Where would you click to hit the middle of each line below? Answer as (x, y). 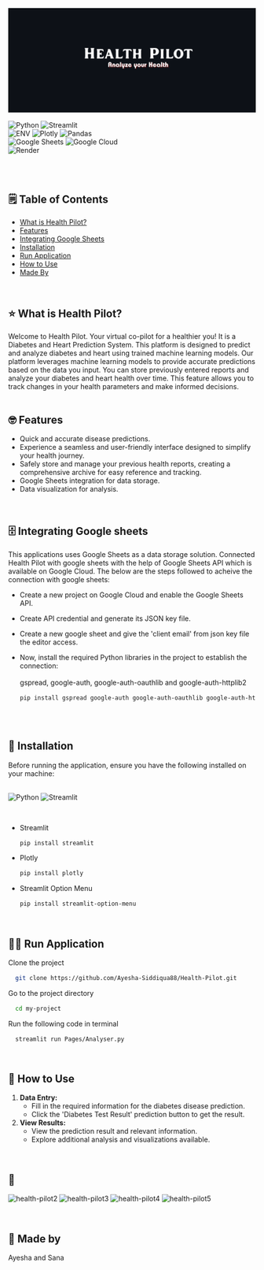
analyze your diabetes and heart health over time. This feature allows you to (131, 378)
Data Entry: (38, 1097)
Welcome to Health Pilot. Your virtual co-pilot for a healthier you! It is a (122, 336)
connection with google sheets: (59, 579)
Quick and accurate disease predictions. (85, 439)
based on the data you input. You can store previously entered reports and (128, 370)
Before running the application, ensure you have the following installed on (127, 765)
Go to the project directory (51, 993)
